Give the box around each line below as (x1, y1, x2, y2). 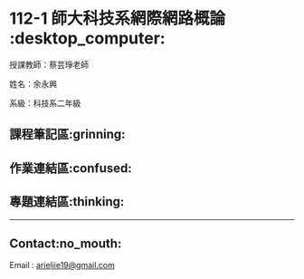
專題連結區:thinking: (9, 194, 125, 209)
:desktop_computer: (9, 28, 166, 49)
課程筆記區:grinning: (9, 127, 126, 142)
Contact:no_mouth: (9, 236, 122, 251)
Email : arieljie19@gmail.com (9, 260, 115, 271)
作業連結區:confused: (9, 160, 133, 176)
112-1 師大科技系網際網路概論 (9, 8, 226, 29)
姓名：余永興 (9, 78, 57, 89)
